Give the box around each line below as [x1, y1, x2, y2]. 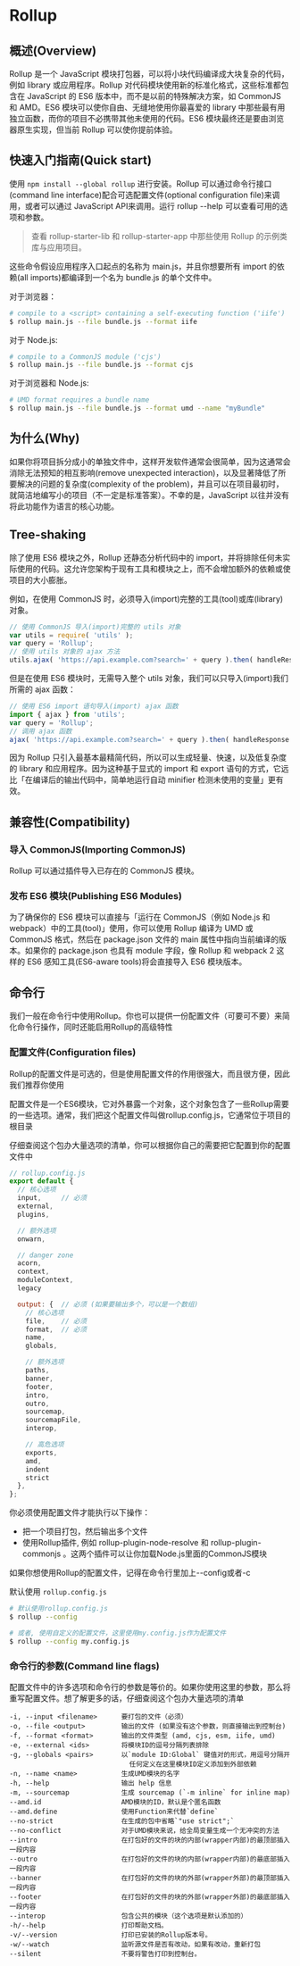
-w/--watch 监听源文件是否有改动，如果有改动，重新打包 [9, 1939, 262, 1949]
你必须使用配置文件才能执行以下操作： [9, 1507, 150, 1518]
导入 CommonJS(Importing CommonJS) [9, 843, 186, 855]
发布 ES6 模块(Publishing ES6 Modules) [9, 890, 183, 903]
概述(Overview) [9, 43, 96, 58]
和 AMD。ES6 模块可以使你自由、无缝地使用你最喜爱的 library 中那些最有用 [9, 102, 286, 112]
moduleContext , [17, 1276, 74, 1285]
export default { [9, 1177, 74, 1186]
